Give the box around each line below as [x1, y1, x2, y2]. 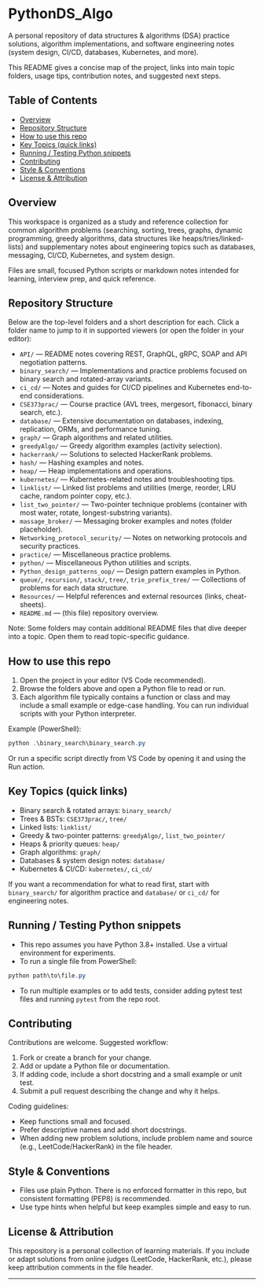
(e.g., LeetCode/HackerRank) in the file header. [19, 1142, 173, 1152]
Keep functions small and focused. [19, 1117, 132, 1127]
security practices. [19, 542, 81, 551]
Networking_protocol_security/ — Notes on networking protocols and [19, 533, 247, 542]
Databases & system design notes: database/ [19, 855, 166, 865]
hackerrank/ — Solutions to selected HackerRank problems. [19, 450, 214, 459]
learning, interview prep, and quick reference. [8, 274, 156, 283]
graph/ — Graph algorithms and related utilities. [19, 433, 174, 443]
